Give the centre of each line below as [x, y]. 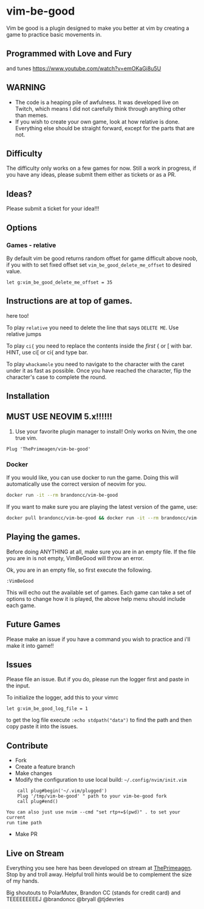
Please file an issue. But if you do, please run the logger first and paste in [98, 679]
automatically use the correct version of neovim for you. [76, 484]
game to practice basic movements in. [54, 34]
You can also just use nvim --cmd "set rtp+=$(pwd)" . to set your [93, 812]
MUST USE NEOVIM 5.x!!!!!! [59, 417]
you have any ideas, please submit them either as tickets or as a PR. [91, 175]
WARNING [26, 87]
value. [14, 271]
